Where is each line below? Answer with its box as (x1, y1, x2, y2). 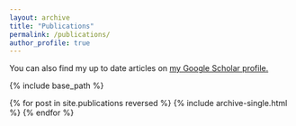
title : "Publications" (9, 22, 94, 31)
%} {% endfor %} (9, 107, 75, 118)
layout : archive (9, 13, 70, 22)
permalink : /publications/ (9, 30, 111, 39)
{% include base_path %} (9, 80, 104, 91)
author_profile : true (9, 38, 91, 48)
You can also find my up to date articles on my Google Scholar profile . (9, 63, 269, 74)
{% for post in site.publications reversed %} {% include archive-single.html (9, 98, 288, 109)
